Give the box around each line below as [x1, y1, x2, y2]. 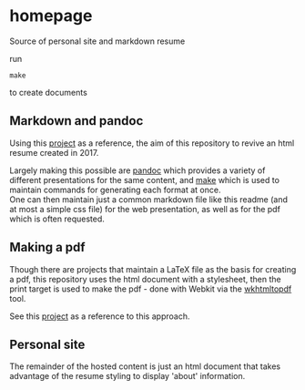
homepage [9, 5, 93, 26]
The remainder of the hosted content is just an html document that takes [9, 361, 280, 372]
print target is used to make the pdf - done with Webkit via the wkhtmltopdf [9, 283, 292, 294]
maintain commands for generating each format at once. [9, 184, 221, 195]
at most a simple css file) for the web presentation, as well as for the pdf [9, 203, 280, 214]
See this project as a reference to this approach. [9, 311, 190, 322]
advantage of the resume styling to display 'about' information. [9, 371, 246, 382]
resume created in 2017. [9, 147, 99, 158]
